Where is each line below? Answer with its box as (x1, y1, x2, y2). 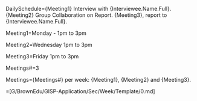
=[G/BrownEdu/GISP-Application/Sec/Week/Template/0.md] (5, 88, 155, 95)
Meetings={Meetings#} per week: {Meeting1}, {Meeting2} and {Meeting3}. (5, 76, 192, 83)
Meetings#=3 (5, 64, 39, 72)
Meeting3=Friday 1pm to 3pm (5, 53, 79, 60)
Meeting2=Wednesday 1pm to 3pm (5, 41, 93, 48)
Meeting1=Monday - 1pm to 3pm (5, 29, 87, 37)
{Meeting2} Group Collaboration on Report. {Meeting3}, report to (5, 11, 167, 19)
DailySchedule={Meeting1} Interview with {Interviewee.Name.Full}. (5, 5, 172, 12)
